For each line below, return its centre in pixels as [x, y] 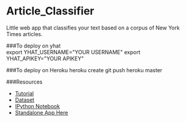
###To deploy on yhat [34, 46]
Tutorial [24, 93]
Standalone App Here [41, 112]
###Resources [25, 82]
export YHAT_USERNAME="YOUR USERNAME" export [73, 52]
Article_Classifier [50, 11]
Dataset [25, 100]
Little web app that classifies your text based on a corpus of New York [93, 28]
